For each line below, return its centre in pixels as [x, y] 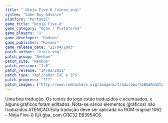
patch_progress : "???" [29, 80]
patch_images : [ [22, 84]
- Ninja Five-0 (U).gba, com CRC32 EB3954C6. [54, 115]
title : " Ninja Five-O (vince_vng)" [43, 10]
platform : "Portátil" [28, 19]
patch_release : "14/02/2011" [35, 71]
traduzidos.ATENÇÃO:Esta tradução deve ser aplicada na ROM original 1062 [83, 109]
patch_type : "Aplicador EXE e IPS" [42, 75]
